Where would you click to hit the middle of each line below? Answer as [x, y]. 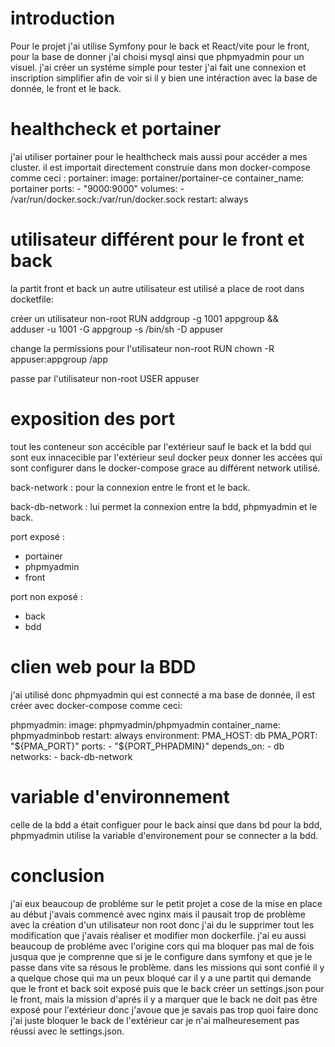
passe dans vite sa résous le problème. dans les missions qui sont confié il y [167, 967]
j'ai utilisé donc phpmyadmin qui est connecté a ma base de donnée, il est [163, 694]
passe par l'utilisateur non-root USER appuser [105, 378]
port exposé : [37, 536]
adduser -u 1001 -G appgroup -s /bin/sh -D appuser [117, 329]
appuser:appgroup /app [59, 359]
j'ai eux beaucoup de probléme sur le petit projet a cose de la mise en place [166, 903]
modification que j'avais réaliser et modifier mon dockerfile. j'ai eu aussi [158, 935]
